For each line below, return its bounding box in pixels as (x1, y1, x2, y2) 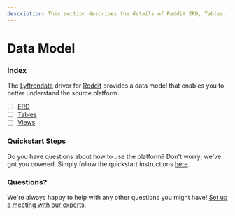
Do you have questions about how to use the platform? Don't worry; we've (7, 152, 222, 161)
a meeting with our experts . (7, 201, 87, 209)
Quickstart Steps (7, 136, 66, 146)
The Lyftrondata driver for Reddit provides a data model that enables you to (7, 81, 225, 90)
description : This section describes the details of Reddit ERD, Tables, (7, 10, 227, 18)
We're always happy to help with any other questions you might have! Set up (7, 193, 228, 201)
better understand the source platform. (7, 89, 120, 97)
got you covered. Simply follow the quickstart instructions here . (7, 159, 190, 168)
